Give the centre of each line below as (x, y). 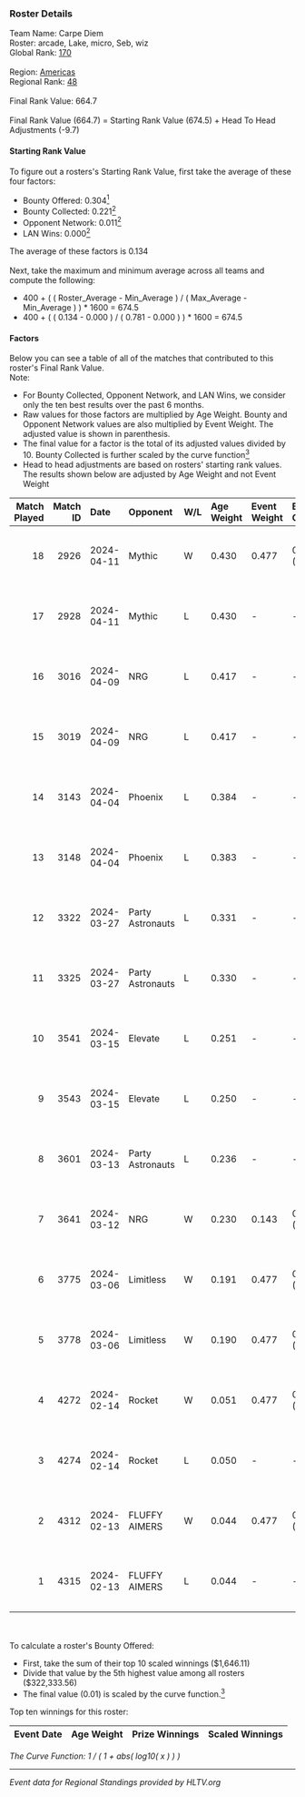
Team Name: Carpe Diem (57, 34)
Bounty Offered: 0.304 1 (66, 199)
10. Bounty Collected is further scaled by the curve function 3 (136, 454)
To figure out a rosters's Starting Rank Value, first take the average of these (151, 171)
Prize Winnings (165, 1734)
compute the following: (52, 280)
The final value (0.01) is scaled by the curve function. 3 (123, 1693)
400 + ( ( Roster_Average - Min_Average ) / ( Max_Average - (135, 298)
